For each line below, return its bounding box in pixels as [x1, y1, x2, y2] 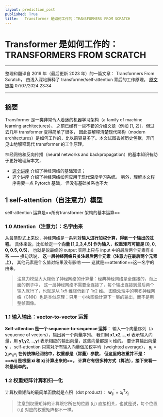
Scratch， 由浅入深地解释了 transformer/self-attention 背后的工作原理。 [5, 76, 148, 83]
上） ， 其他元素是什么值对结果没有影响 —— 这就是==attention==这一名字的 [5, 259, 154, 265]
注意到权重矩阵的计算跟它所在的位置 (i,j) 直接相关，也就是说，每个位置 [16, 400, 158, 406]
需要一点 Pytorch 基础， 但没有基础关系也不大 [16, 180, 108, 186]
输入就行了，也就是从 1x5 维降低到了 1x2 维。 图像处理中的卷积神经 [16, 288, 151, 294]
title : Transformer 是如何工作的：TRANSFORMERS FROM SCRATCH [5, 16, 130, 21]
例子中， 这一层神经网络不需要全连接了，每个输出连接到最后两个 [25, 282, 154, 288]
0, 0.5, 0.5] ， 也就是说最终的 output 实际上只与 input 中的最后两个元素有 [5, 247, 150, 253]
